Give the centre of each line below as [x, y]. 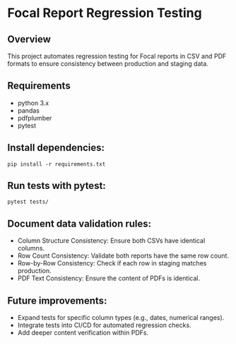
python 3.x [33, 103]
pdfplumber [35, 117]
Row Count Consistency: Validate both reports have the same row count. [123, 256]
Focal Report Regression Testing [105, 13]
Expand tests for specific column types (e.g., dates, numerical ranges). [121, 318]
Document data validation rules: [79, 223]
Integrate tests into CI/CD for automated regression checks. [105, 325]
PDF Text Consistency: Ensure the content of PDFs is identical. [108, 278]
